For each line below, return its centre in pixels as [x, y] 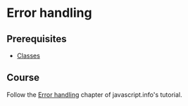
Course [23, 78]
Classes [28, 55]
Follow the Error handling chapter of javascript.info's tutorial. [94, 94]
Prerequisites [37, 39]
